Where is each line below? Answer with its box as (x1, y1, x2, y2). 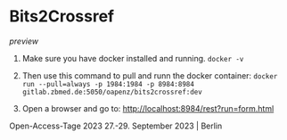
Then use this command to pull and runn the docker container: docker (21, 70, 278, 81)
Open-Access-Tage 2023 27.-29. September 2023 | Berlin (9, 120, 223, 131)
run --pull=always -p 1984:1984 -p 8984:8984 (21, 79, 194, 88)
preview (9, 36, 38, 46)
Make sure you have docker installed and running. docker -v (21, 53, 244, 63)
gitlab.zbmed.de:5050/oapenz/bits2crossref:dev (21, 87, 202, 96)
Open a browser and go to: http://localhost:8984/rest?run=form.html (21, 103, 275, 113)
